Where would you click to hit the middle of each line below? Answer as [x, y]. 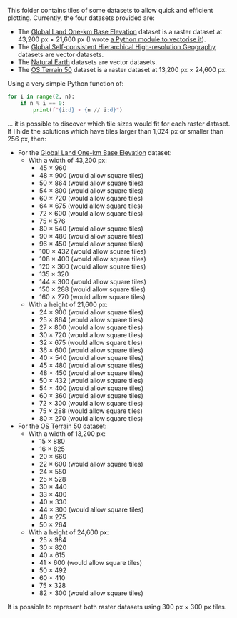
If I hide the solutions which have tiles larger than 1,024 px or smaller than [115, 131]
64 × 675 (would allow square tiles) [91, 206]
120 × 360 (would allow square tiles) [92, 266]
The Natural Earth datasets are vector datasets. [87, 62]
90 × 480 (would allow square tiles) [91, 236]
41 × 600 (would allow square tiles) [91, 562]
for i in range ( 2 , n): [41, 96]
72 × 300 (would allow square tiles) [91, 403]
